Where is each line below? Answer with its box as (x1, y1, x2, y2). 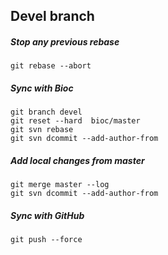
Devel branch (10, 8, 95, 25)
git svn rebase (10, 125, 74, 135)
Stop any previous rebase (10, 35, 120, 48)
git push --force (10, 235, 83, 245)
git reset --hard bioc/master (10, 116, 141, 126)
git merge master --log (10, 180, 110, 190)
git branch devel (10, 107, 83, 118)
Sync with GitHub (10, 209, 85, 221)
